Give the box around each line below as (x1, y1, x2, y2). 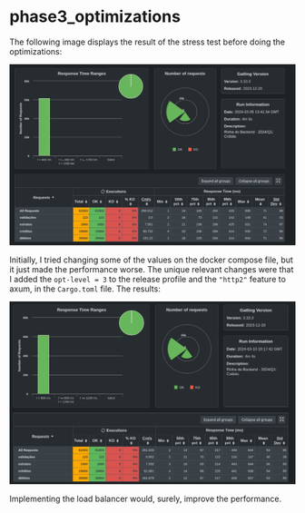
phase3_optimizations (9, 6, 182, 27)
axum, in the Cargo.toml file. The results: (9, 283, 161, 294)
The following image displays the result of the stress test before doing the (9, 36, 286, 47)
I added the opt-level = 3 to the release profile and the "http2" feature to (9, 274, 286, 285)
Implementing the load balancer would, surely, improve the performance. (9, 493, 282, 504)
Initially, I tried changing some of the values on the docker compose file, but (9, 254, 293, 265)
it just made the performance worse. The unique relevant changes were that (9, 264, 294, 275)
